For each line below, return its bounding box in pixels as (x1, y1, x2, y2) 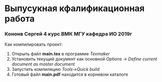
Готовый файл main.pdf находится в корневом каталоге (11, 71, 128, 78)
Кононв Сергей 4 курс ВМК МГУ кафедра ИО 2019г (4, 31, 132, 37)
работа (4, 13, 35, 24)
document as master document (11, 61, 75, 67)
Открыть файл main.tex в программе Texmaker (11, 51, 110, 57)
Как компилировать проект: (4, 42, 63, 48)
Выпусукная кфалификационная (4, 3, 145, 14)
